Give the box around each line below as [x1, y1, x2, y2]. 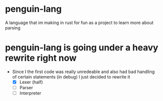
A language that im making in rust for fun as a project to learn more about [5, 20, 154, 25]
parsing [5, 25, 21, 30]
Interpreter [19, 90, 42, 96]
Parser [19, 84, 33, 90]
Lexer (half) [19, 79, 43, 85]
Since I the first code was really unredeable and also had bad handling [12, 69, 155, 75]
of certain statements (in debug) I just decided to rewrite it [12, 74, 131, 79]
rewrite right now [5, 52, 77, 64]
